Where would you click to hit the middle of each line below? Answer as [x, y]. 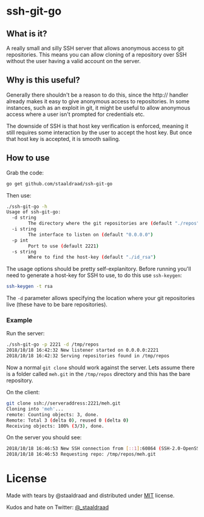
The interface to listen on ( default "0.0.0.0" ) [91, 235]
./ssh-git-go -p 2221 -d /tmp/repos [53, 344]
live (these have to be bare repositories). [57, 304]
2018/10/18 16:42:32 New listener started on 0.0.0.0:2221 [83, 351]
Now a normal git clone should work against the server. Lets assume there [101, 368]
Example [19, 320]
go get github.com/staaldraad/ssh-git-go [59, 183]
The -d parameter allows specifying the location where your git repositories [101, 298]
